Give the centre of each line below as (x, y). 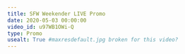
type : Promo (25, 33)
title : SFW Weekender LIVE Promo (56, 14)
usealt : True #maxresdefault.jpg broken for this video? (93, 40)
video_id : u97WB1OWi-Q (41, 27)
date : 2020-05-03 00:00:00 (47, 20)
